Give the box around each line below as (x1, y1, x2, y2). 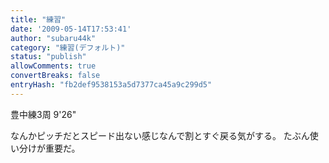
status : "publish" (10, 52, 87, 62)
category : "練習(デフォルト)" (10, 42, 126, 53)
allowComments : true (10, 61, 97, 71)
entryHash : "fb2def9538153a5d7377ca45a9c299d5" (10, 80, 213, 90)
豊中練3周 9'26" (10, 108, 77, 120)
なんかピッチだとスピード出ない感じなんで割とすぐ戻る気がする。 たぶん (10, 129, 310, 141)
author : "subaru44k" (10, 33, 97, 43)
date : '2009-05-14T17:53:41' (10, 24, 132, 34)
